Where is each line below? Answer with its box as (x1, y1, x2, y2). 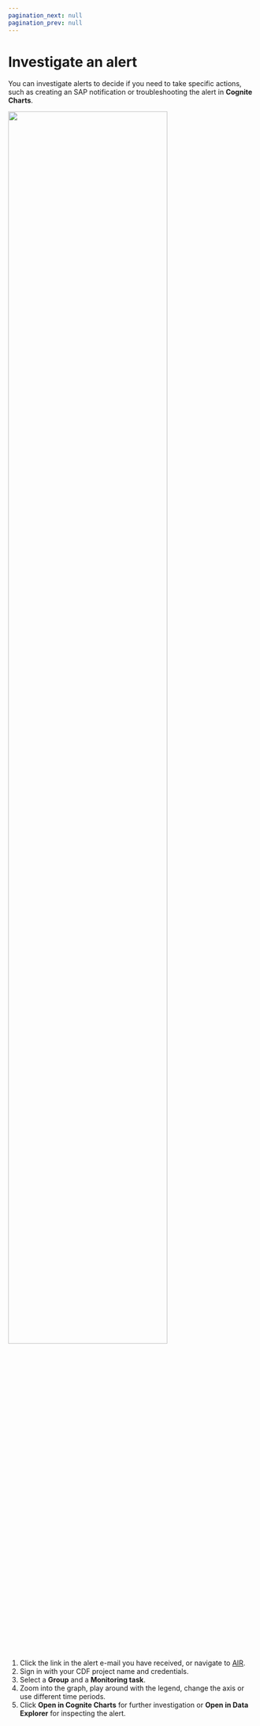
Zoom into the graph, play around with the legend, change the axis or (19, 1683, 244, 1693)
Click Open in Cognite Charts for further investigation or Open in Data (19, 1700, 249, 1710)
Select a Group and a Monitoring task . (19, 1675, 146, 1685)
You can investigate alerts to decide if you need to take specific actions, (8, 79, 242, 88)
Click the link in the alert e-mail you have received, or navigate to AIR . (19, 1658, 246, 1668)
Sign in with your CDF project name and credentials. (19, 1667, 189, 1676)
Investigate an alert (8, 53, 138, 71)
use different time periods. (19, 1692, 106, 1702)
